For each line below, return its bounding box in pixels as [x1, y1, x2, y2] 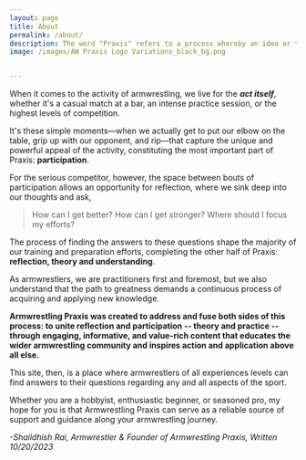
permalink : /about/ [9, 30, 84, 39]
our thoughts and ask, [9, 192, 92, 203]
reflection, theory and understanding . [9, 256, 156, 267]
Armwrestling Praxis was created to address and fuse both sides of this [9, 311, 286, 322]
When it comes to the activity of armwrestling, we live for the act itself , [9, 89, 277, 99]
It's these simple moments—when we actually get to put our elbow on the [9, 125, 286, 137]
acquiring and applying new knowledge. [9, 293, 159, 304]
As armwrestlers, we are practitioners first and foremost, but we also [9, 274, 267, 285]
